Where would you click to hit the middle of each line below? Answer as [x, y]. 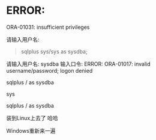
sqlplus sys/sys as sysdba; [54, 51]
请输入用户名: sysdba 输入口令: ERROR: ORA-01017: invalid [79, 64]
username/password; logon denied [49, 70]
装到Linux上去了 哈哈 [32, 118]
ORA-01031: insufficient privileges [48, 27]
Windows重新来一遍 [31, 130]
